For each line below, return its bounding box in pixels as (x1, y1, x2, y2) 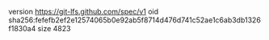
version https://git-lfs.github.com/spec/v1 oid (8, 7, 159, 16)
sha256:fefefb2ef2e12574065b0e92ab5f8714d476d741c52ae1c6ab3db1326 (8, 15, 261, 25)
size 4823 (37, 24, 71, 33)
